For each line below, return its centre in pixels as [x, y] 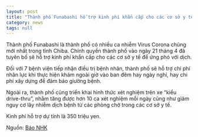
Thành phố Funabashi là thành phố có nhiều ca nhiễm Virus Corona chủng [96, 45]
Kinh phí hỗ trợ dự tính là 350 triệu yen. [54, 116]
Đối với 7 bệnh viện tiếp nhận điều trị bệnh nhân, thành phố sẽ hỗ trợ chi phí [98, 69]
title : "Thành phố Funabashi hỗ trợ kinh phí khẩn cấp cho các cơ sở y [96, 17]
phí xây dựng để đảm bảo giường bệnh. [54, 81]
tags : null [19, 28]
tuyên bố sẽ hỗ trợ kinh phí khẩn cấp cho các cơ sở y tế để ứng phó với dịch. [99, 57]
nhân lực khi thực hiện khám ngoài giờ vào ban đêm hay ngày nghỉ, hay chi [97, 75]
